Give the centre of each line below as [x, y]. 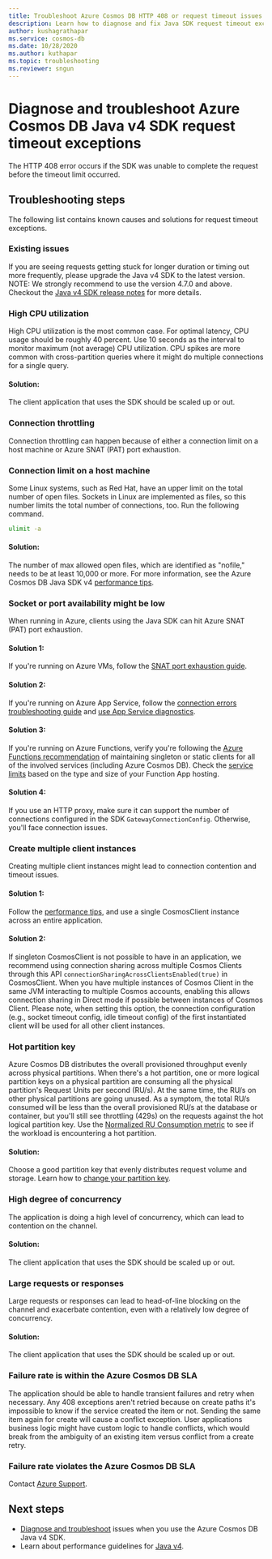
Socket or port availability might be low [87, 603]
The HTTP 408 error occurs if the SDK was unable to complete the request [134, 165]
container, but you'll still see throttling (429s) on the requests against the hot [136, 1116]
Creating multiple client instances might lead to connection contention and [132, 866]
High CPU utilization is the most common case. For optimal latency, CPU [129, 331]
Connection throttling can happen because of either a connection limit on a [134, 441]
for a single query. [39, 366]
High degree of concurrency [65, 1199]
